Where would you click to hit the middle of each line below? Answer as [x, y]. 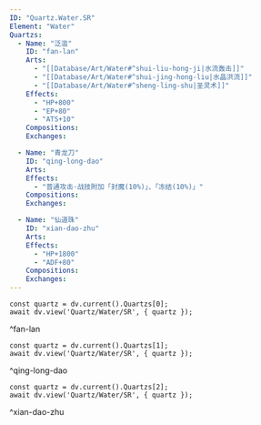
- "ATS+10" [54, 119]
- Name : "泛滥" [45, 43]
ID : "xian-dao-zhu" [63, 228]
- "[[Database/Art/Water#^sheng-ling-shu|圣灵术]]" [131, 86]
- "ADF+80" [54, 262]
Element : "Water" [42, 26]
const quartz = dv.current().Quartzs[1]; [89, 346]
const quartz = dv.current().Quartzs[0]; [89, 304]
